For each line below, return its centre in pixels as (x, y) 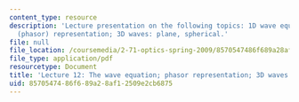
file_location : (37, 51)
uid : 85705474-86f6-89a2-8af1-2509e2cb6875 (91, 83)
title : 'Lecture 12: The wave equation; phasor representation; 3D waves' (151, 75)
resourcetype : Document (53, 67)
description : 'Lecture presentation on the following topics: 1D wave (143, 26)
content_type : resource (53, 17)
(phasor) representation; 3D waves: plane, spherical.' (123, 34)
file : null (29, 42)
